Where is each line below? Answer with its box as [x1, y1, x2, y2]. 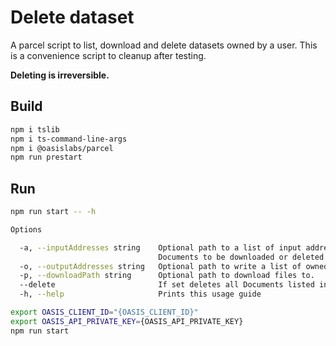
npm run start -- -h [10, 207, 97, 217]
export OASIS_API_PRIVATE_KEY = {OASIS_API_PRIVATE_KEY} [10, 316, 244, 326]
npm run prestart [10, 152, 83, 163]
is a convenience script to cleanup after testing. [10, 49, 207, 61]
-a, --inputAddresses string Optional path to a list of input [19, 242, 302, 253]
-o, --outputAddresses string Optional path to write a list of [19, 261, 302, 271]
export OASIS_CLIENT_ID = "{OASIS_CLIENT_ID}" [10, 307, 199, 318]
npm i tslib [10, 124, 60, 135]
